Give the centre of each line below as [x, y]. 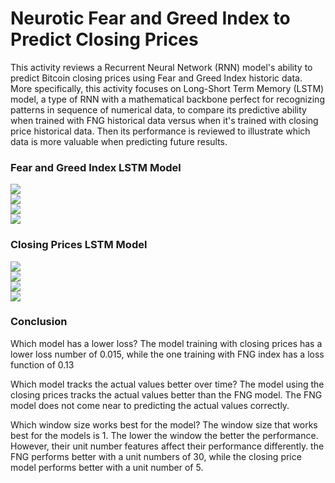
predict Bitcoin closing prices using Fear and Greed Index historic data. [156, 78]
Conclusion [39, 322]
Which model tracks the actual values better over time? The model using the [167, 384]
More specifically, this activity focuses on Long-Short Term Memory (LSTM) [167, 88]
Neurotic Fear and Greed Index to [150, 18]
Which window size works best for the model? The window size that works [164, 424]
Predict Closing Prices [104, 39]
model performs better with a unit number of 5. [107, 467]
